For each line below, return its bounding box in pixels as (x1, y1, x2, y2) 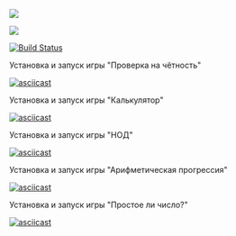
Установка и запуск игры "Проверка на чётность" (9, 59, 202, 70)
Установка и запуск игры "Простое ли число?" (9, 199, 189, 210)
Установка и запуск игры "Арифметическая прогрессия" (9, 165, 228, 175)
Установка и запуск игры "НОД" (9, 130, 133, 140)
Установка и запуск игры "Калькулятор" (9, 95, 164, 105)
